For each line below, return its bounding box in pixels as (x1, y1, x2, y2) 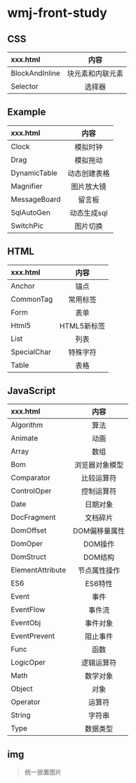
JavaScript (7, 385, 56, 397)
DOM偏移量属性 (72, 526, 125, 536)
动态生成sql (69, 208, 108, 217)
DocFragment (11, 512, 56, 522)
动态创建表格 (67, 168, 110, 178)
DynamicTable (11, 167, 57, 177)
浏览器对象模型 (74, 460, 124, 470)
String (11, 711, 31, 720)
